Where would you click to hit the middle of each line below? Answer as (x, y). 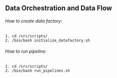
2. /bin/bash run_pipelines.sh (38, 70)
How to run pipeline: (26, 51)
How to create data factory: (34, 21)
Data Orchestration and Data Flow (58, 8)
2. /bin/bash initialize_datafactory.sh (48, 40)
